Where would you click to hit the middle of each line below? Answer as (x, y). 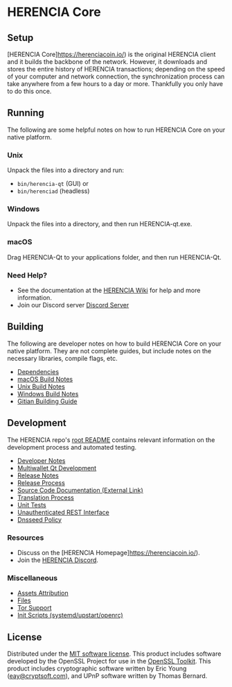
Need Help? (27, 275)
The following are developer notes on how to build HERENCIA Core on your (114, 343)
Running (26, 113)
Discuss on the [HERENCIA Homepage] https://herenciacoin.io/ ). (108, 552)
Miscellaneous (32, 578)
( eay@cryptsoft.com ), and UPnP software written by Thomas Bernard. (107, 676)
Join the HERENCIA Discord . (58, 560)
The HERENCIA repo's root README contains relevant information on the (111, 440)
